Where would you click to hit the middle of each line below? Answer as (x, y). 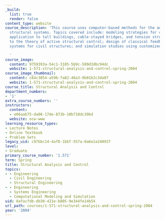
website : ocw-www (27, 119)
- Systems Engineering (33, 192)
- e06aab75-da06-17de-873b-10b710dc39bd (51, 114)
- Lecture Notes (22, 128)
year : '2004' (18, 210)
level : (12, 146)
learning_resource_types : (31, 123)
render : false (24, 19)
